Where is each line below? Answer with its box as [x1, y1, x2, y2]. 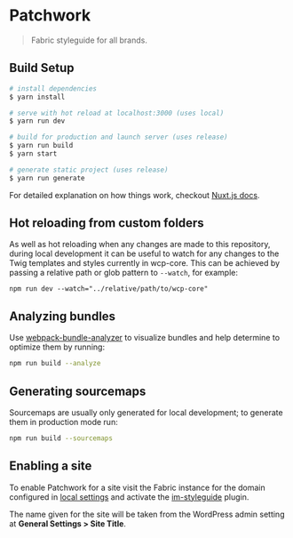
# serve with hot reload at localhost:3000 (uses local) [9, 108, 225, 117]
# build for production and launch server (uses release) [9, 132, 228, 142]
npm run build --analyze [9, 359, 101, 368]
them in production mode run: [9, 416, 118, 427]
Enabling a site [9, 459, 92, 474]
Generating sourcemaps [9, 383, 146, 398]
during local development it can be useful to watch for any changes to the [9, 248, 280, 259]
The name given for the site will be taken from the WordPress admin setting [9, 509, 285, 519]
